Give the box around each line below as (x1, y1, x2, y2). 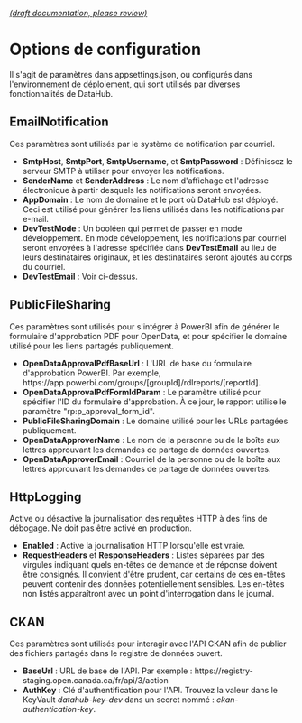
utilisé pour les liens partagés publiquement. (9, 340, 174, 351)
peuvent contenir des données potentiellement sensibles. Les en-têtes (22, 579, 285, 589)
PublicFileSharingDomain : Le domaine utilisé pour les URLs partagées (22, 415, 288, 426)
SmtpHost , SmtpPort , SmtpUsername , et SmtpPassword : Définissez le (22, 155, 293, 166)
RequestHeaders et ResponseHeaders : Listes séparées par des (22, 550, 266, 561)
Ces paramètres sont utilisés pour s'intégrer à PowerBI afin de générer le (9, 320, 280, 332)
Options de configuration (9, 40, 201, 60)
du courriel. (22, 261, 66, 272)
